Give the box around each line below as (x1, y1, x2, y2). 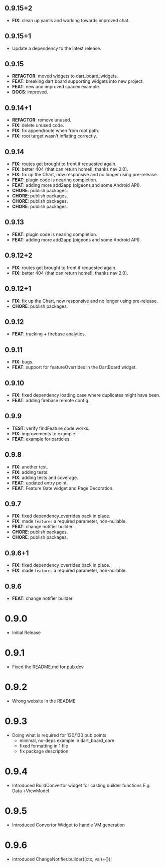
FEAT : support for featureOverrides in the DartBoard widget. (12, 364, 137, 370)
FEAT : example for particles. (12, 436, 71, 442)
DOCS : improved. (12, 89, 48, 95)
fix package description (19, 748, 69, 754)
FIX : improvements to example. (12, 430, 77, 436)
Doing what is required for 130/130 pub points (12, 732, 106, 738)
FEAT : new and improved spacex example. (12, 84, 101, 90)
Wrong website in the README (12, 698, 76, 704)
